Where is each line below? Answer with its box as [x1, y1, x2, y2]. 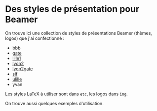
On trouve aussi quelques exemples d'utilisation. [5, 100, 104, 106]
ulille [12, 76, 22, 82]
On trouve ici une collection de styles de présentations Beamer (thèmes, [5, 30, 152, 36]
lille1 [12, 55, 21, 61]
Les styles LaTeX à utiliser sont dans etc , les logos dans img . [5, 91, 128, 97]
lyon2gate [12, 65, 33, 72]
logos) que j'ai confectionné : [5, 35, 65, 41]
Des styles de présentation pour [5, 3, 140, 15]
